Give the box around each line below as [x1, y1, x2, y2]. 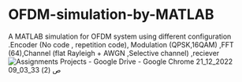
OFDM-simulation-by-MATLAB [8, 6, 214, 24]
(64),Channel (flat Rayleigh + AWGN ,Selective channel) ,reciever [8, 48, 220, 58]
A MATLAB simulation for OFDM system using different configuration [8, 32, 232, 41]
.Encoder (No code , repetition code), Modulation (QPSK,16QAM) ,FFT [8, 39, 234, 49]
